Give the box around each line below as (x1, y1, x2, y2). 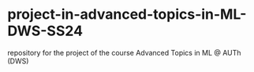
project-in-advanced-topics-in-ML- (7, 5, 247, 23)
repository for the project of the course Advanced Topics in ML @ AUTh (7, 48, 241, 57)
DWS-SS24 (7, 22, 84, 40)
